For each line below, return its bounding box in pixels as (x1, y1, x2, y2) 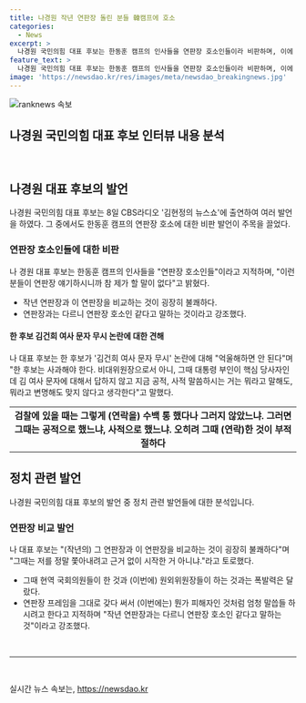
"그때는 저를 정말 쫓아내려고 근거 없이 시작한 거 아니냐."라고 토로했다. (9, 555, 254, 565)
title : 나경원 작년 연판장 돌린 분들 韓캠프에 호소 (9, 13, 176, 23)
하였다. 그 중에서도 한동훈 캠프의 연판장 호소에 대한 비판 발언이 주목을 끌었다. (18, 219, 291, 229)
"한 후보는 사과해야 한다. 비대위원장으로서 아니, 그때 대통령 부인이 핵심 (9, 363, 259, 374)
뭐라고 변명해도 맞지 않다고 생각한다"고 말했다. (9, 386, 174, 397)
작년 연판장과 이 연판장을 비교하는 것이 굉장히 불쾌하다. (22, 297, 218, 308)
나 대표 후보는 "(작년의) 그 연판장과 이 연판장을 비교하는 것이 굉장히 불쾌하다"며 (9, 544, 290, 555)
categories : (9, 22, 55, 31)
